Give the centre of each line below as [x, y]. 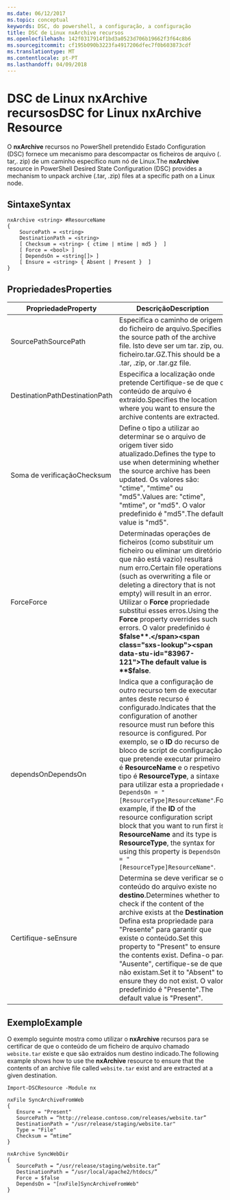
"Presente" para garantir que [165, 930]
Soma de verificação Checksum [61, 475]
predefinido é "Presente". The [166, 989]
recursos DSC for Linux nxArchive [104, 113]
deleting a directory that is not [167, 585]
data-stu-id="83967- [157, 653]
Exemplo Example [45, 1022]
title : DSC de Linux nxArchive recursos [66, 33]
